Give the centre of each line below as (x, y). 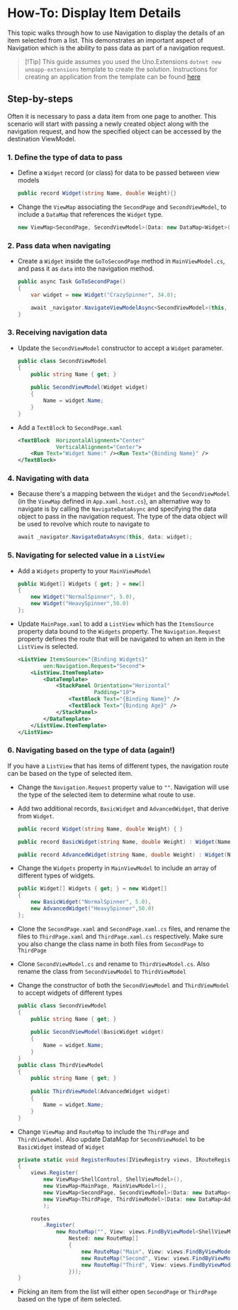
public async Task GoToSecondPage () (72, 282)
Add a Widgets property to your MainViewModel (84, 570)
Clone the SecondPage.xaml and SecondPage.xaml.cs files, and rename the (124, 929)
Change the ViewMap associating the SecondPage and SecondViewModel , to (122, 207)
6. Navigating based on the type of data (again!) (91, 750)
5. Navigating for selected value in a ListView (86, 556)
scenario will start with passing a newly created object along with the (108, 124)
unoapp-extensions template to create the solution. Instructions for (121, 69)
